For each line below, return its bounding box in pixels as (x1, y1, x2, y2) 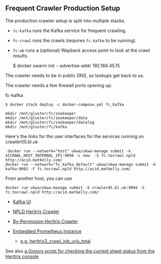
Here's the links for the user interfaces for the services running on (5, 133, 144, 139)
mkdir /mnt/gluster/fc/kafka (5, 124, 67, 129)
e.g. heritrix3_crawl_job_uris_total (20, 238, 91, 244)
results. (12, 52, 29, 59)
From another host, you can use (5, 175, 72, 181)
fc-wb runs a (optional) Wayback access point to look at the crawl (12, 47, 150, 53)
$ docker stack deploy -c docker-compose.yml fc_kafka (5, 102, 124, 107)
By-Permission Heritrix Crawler (12, 218, 78, 224)
